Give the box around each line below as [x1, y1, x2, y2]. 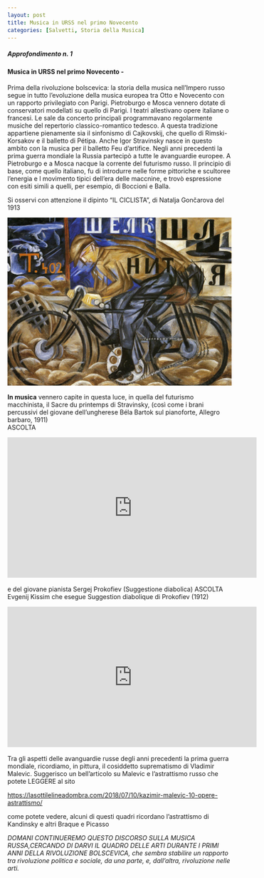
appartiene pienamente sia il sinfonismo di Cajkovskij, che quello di [7, 128, 204, 137]
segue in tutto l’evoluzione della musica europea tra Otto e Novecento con [7, 91, 225, 99]
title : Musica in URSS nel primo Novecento [7, 19, 139, 26]
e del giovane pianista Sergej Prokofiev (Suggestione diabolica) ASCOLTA [7, 585, 223, 593]
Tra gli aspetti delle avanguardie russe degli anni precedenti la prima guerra [7, 754, 229, 762]
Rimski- [205, 128, 228, 137]
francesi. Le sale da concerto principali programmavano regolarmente [7, 113, 213, 122]
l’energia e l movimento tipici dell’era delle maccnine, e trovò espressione [7, 174, 222, 183]
